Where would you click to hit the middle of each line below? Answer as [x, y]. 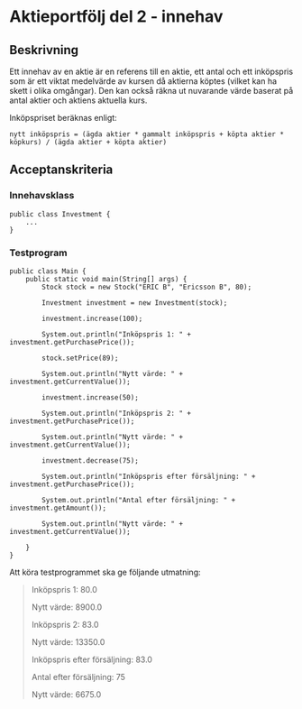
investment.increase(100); [92, 318]
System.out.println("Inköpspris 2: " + [117, 413]
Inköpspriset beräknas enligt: [63, 118]
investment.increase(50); [91, 397]
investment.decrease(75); [91, 460]
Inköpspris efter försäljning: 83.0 [92, 659]
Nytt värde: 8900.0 [67, 607]
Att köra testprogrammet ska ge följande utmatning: [105, 572]
